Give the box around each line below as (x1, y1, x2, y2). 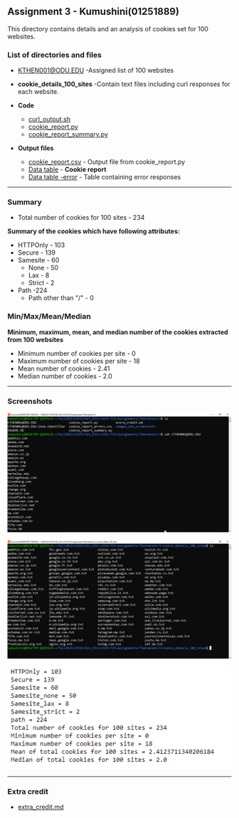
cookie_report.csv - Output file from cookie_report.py (28, 158, 186, 166)
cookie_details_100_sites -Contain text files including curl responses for (17, 80, 230, 88)
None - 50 (28, 263, 59, 272)
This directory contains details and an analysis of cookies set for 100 (7, 24, 208, 33)
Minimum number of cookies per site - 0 (17, 349, 137, 358)
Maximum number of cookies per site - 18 (17, 356, 140, 365)
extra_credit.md (17, 803, 64, 812)
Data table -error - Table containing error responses (28, 173, 181, 181)
